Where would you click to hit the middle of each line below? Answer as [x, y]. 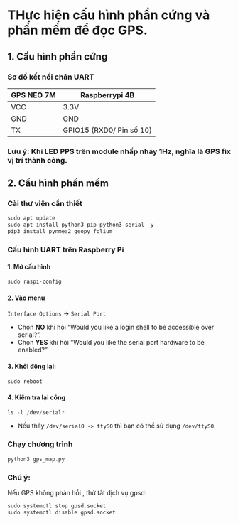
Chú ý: [19, 478]
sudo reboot [25, 381]
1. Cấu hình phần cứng [58, 56]
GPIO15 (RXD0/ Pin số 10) [108, 130]
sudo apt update [31, 218]
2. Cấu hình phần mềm [58, 184]
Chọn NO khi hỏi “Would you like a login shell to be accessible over [116, 328]
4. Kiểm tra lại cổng [37, 397]
